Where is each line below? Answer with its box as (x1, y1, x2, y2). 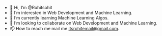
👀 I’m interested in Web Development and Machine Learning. (9, 10, 133, 16)
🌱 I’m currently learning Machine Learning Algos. (9, 15, 109, 20)
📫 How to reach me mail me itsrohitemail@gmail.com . (9, 26, 120, 31)
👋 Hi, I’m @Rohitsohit (9, 5, 53, 10)
